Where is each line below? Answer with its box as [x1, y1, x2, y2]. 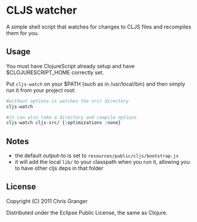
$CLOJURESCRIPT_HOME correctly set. [6, 69, 104, 76]
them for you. [6, 29, 39, 36]
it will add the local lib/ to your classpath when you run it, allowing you [14, 158, 190, 166]
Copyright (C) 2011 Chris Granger [6, 197, 88, 205]
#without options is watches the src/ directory [6, 98, 129, 104]
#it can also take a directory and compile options [6, 114, 137, 120]
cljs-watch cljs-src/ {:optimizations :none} [6, 120, 121, 126]
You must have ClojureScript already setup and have [6, 62, 135, 69]
